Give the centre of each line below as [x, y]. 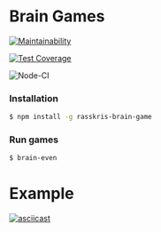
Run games [34, 140]
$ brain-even [33, 158]
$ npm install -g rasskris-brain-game [80, 117]
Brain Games [57, 16]
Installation [34, 98]
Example [42, 194]
